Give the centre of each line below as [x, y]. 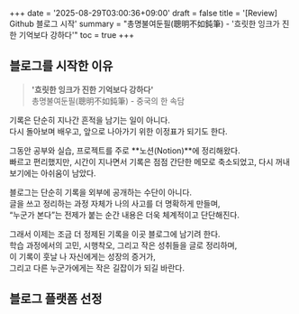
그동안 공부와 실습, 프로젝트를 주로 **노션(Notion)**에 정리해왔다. [125, 150]
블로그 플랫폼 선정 [56, 299]
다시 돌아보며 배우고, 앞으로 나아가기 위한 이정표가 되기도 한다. [118, 131]
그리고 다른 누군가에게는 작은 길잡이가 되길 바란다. [97, 268]
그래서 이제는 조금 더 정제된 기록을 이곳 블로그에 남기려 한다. [115, 234]
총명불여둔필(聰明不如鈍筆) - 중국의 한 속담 [108, 101]
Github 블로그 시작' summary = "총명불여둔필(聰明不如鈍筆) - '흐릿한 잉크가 [145, 23]
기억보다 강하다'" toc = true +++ [77, 35]
